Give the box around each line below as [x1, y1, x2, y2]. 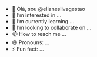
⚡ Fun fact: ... [11, 45, 44, 52]
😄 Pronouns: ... [11, 39, 50, 46]
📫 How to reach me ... [11, 31, 66, 37]
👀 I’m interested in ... [11, 12, 62, 19]
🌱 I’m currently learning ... [11, 18, 75, 24]
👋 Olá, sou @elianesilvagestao [11, 6, 85, 12]
